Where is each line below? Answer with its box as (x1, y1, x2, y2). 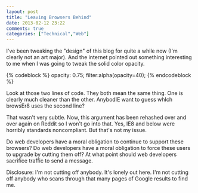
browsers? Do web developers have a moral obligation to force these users (6, 145, 191, 152)
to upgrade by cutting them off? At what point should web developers (6, 151, 177, 158)
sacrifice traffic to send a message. (6, 157, 94, 164)
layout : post (6, 8, 39, 15)
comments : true (6, 25, 44, 32)
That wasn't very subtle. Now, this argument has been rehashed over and (6, 114, 187, 121)
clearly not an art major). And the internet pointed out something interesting (6, 54, 192, 61)
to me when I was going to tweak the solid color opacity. (6, 60, 145, 68)
